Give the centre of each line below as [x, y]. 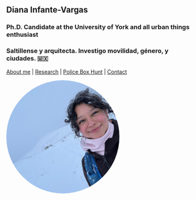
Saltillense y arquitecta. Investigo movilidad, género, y [87, 51]
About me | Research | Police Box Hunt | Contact [67, 71]
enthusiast [22, 34]
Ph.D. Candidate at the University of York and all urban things [98, 27]
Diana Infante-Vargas [47, 10]
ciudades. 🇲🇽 [27, 59]
